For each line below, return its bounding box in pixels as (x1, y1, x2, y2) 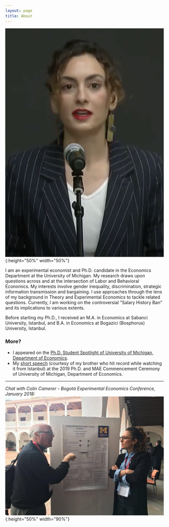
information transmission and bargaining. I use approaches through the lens (5, 289, 162, 295)
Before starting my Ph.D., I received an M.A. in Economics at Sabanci (5, 315, 148, 321)
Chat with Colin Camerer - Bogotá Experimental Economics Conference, (5, 385, 155, 391)
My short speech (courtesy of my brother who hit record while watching (12, 360, 162, 366)
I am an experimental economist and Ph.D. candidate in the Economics (5, 267, 151, 273)
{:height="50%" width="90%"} (5, 516, 70, 522)
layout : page (5, 8, 33, 13)
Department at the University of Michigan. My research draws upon (5, 273, 145, 279)
